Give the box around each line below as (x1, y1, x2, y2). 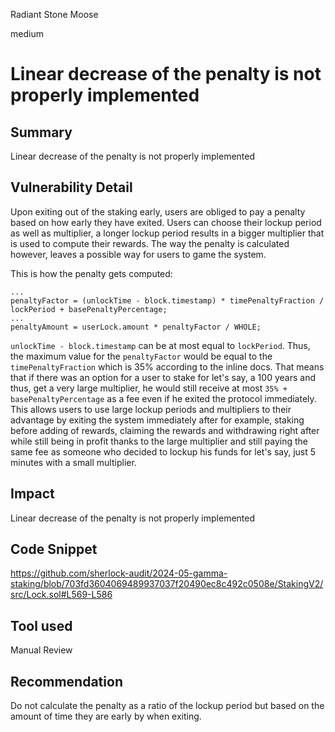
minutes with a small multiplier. (10, 456, 137, 468)
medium (10, 28, 44, 39)
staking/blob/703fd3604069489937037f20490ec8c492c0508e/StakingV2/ (10, 578, 324, 590)
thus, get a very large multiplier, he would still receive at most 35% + (10, 382, 288, 394)
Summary (10, 124, 73, 141)
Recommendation (10, 673, 123, 690)
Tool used (10, 617, 73, 634)
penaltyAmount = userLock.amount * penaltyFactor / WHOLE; (10, 322, 262, 332)
